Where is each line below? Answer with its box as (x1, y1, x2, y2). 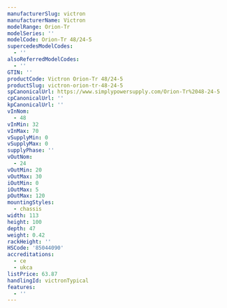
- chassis (13, 206, 42, 213)
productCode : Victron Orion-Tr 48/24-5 (7, 75, 124, 83)
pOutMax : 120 (7, 192, 45, 199)
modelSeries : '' (7, 29, 54, 37)
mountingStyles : (7, 199, 54, 206)
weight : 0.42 (7, 232, 45, 239)
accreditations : (7, 251, 54, 258)
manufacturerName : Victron (7, 17, 86, 24)
